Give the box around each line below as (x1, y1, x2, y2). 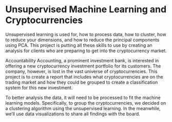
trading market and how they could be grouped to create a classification (5, 79, 158, 85)
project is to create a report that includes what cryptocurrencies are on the (5, 74, 163, 80)
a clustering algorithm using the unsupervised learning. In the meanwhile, (5, 105, 161, 111)
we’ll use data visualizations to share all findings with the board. (5, 111, 140, 117)
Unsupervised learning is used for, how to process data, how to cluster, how (5, 31, 166, 37)
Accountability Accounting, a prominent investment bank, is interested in (5, 57, 159, 63)
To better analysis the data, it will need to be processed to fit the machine (5, 94, 161, 101)
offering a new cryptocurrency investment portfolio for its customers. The (5, 63, 161, 69)
